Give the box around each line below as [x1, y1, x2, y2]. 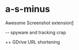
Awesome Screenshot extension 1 [5, 20, 74, 26]
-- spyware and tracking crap [5, 29, 66, 35]
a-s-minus [5, 3, 50, 15]
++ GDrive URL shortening [5, 39, 60, 45]
